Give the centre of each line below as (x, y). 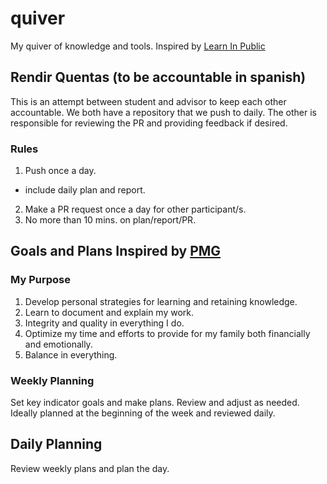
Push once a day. (60, 171)
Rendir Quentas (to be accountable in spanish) (158, 77)
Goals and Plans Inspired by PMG (116, 251)
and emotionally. (58, 344)
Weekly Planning (52, 380)
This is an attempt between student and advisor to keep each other (148, 101)
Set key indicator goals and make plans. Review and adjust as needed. (155, 403)
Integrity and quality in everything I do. (104, 323)
